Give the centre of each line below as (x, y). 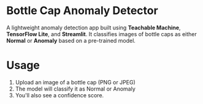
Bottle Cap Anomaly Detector (82, 11)
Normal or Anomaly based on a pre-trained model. (71, 40)
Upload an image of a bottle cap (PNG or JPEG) (75, 82)
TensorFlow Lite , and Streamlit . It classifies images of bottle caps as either (102, 34)
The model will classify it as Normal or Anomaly (75, 89)
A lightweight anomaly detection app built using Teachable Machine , (94, 28)
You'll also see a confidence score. (59, 95)
